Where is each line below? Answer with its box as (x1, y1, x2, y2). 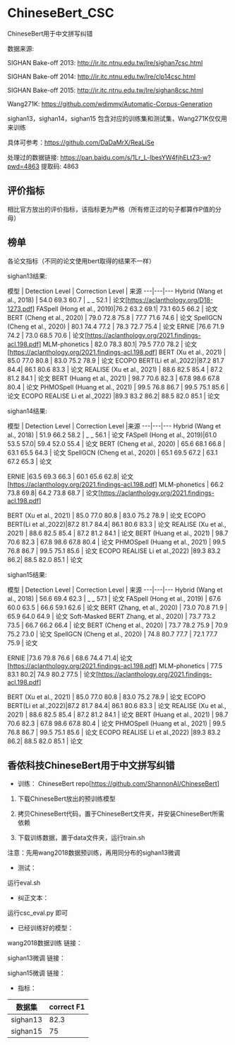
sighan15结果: (7, 570, 47, 578)
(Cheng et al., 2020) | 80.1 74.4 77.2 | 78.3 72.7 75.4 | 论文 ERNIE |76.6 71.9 (7, 322, 224, 331)
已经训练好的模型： (17, 924, 74, 932)
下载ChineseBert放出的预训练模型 (17, 794, 116, 803)
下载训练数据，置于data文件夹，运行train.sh (17, 833, 145, 842)
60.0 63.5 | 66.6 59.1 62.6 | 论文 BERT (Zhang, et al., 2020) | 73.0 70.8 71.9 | (7, 603, 228, 612)
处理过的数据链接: (7, 153, 59, 161)
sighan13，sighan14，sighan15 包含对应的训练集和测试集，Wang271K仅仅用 (7, 114, 228, 122)
